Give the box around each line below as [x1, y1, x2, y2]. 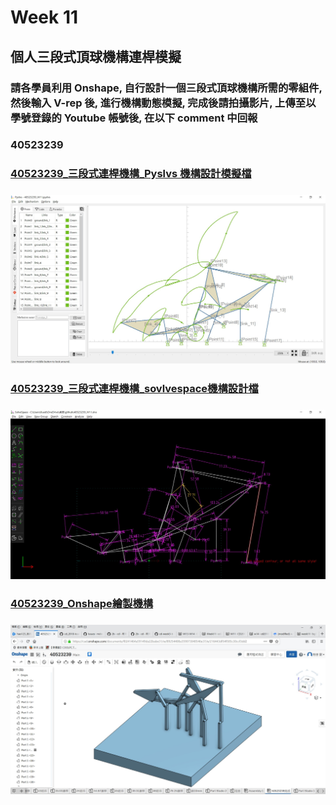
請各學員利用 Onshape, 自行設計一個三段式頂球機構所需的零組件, [10, 81, 323, 95]
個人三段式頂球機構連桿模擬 [10, 48, 182, 65]
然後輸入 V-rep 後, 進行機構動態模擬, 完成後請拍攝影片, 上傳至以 [10, 96, 317, 110]
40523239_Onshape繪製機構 [10, 597, 154, 611]
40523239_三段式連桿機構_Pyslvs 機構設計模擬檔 [10, 167, 252, 181]
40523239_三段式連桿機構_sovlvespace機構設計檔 [10, 382, 259, 396]
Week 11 [10, 6, 79, 29]
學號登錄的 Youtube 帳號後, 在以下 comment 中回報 [10, 111, 258, 125]
